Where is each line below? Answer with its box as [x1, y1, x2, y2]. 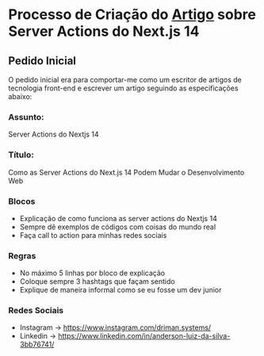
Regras [8, 250, 36, 261]
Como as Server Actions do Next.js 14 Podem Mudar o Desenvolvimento [8, 167, 245, 177]
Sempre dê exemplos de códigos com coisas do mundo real [19, 222, 216, 232]
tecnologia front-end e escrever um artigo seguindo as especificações [8, 83, 239, 93]
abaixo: [8, 92, 33, 101]
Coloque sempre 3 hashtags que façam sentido [19, 277, 176, 286]
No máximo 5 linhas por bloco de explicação [19, 268, 165, 278]
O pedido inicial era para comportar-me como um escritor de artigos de [8, 75, 242, 84]
